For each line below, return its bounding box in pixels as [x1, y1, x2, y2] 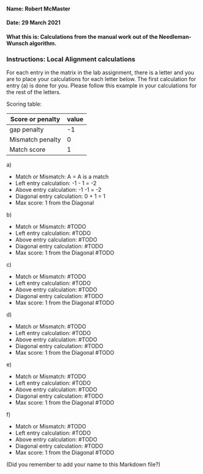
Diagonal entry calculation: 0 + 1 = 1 [15, 192, 105, 200]
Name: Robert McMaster [6, 5, 71, 12]
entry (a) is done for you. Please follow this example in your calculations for [6, 82, 197, 89]
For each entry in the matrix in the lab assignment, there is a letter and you [6, 69, 194, 76]
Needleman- [158, 33, 192, 40]
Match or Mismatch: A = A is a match [15, 173, 109, 181]
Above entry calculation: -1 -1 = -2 [15, 186, 102, 194]
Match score [9, 145, 46, 154]
